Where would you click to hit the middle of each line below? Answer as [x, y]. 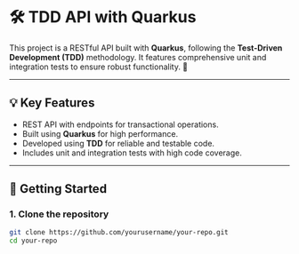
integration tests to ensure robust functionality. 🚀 [99, 67]
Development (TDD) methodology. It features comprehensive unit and [138, 57]
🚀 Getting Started [58, 189]
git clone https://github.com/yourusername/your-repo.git [119, 233]
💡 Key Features [52, 103]
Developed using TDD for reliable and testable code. [118, 143]
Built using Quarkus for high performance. [100, 133]
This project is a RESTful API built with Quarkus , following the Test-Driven [146, 48]
